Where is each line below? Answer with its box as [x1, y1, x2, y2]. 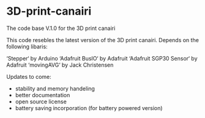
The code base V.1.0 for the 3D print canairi [6, 24, 116, 32]
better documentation [15, 91, 70, 98]
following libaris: [6, 43, 48, 50]
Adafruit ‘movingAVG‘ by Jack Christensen [6, 61, 114, 68]
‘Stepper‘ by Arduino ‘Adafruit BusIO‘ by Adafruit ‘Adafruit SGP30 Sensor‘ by [6, 54, 198, 62]
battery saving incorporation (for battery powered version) [15, 104, 163, 111]
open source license [15, 98, 67, 105]
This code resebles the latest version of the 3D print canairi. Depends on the [6, 36, 199, 43]
